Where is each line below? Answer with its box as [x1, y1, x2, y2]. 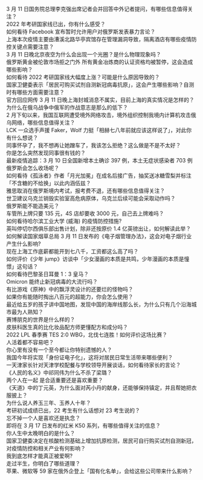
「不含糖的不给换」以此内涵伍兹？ [6, 179, 91, 187]
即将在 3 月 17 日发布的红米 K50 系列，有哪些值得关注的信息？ [6, 422, 161, 429]
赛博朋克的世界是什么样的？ [6, 316, 76, 323]
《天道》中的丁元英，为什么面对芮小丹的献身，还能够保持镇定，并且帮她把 [6, 384, 192, 391]
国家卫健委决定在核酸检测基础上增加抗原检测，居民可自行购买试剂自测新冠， [6, 437, 197, 444]
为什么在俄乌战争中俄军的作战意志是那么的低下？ [6, 104, 128, 111]
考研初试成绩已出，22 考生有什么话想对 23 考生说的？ [6, 407, 141, 414]
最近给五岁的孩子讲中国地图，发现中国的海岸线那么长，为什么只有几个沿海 [6, 301, 192, 308]
